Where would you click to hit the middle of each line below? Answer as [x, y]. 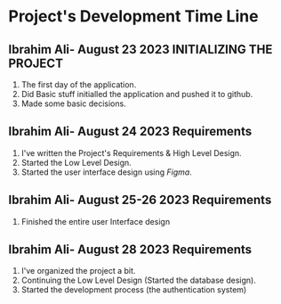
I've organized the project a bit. [78, 271]
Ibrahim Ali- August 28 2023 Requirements [130, 250]
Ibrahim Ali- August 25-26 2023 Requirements [140, 200]
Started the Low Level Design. [76, 162]
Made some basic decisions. [73, 103]
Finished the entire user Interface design [96, 221]
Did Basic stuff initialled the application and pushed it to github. [137, 94]
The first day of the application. [79, 85]
